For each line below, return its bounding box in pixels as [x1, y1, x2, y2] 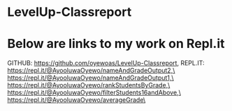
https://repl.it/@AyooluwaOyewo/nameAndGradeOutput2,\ [7, 67, 175, 75]
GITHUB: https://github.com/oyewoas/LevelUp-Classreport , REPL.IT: [7, 59, 205, 67]
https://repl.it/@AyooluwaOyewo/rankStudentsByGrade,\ [7, 81, 171, 89]
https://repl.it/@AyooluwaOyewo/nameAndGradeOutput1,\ [7, 74, 174, 82]
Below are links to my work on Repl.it [7, 36, 225, 52]
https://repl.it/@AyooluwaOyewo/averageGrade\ [7, 96, 146, 104]
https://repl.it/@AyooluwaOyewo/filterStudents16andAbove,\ [7, 88, 182, 97]
